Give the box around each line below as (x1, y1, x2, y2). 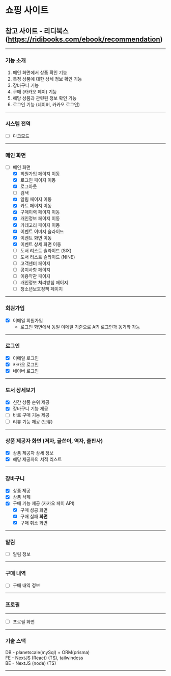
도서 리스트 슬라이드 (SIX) (20, 247, 72, 253)
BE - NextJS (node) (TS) (5, 660, 56, 666)
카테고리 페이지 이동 (20, 222, 60, 228)
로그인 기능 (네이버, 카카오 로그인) (12, 102, 80, 108)
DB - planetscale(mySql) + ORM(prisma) (5, 649, 90, 656)
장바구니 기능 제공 (12, 405, 48, 412)
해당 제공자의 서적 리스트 (12, 456, 62, 462)
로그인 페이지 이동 (20, 177, 56, 183)
